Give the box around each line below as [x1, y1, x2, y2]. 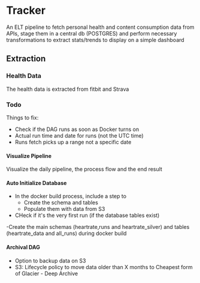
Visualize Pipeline [6, 152, 52, 159]
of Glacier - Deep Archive [14, 270, 78, 277]
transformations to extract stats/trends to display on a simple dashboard [6, 36, 184, 43]
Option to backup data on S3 [14, 257, 86, 264]
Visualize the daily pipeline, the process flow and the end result [6, 166, 163, 173]
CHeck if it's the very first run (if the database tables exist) [14, 211, 160, 219]
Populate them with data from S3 [23, 205, 105, 213]
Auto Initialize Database [6, 179, 67, 186]
